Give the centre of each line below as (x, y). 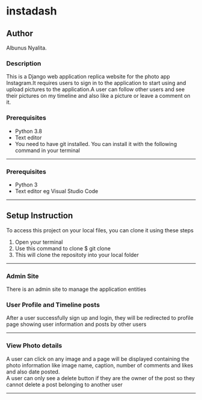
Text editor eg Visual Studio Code (57, 191)
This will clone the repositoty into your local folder (77, 255)
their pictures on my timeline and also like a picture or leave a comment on (98, 96)
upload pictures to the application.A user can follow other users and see (96, 89)
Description (24, 63)
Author (20, 33)
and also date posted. (33, 372)
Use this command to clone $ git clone (63, 248)
